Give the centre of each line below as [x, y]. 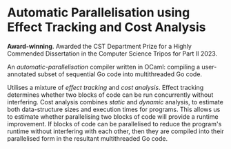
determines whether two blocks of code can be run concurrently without [110, 95]
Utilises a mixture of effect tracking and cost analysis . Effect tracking [106, 87]
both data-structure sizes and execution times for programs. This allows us [114, 109]
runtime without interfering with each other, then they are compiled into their [115, 131]
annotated [22, 74]
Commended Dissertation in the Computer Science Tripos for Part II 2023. [112, 54]
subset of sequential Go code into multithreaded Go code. [120, 74]
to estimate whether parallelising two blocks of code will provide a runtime [113, 116]
